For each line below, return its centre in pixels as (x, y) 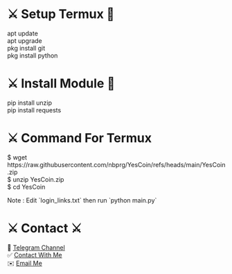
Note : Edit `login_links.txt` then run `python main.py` (82, 200)
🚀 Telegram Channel (36, 247)
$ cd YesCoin (26, 187)
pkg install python (33, 55)
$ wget (17, 157)
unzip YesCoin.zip (38, 179)
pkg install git (26, 48)
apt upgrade (25, 40)
